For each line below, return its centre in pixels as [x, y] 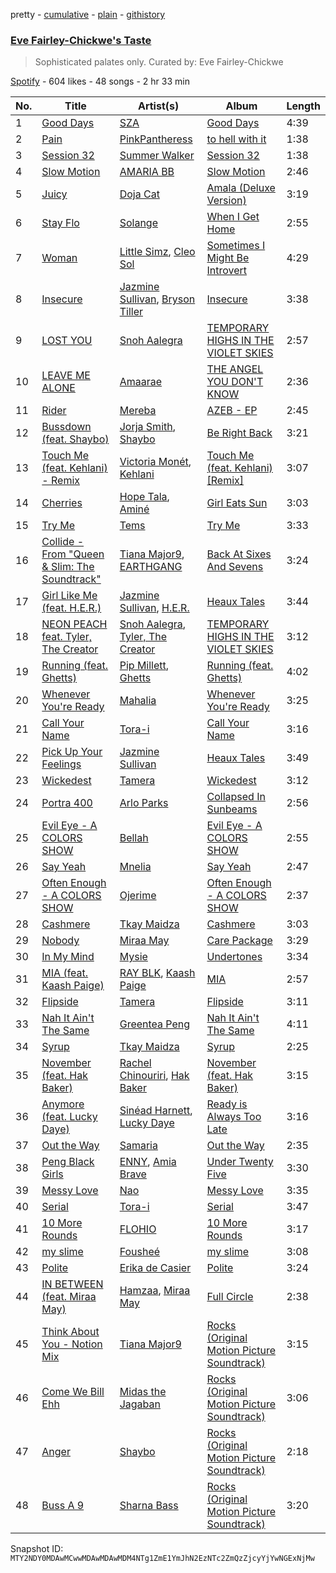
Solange [138, 223]
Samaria [138, 1146]
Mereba [138, 411]
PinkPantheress [156, 139]
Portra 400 [67, 803]
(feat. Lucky [69, 1117]
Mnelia [135, 867]
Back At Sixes [239, 554]
